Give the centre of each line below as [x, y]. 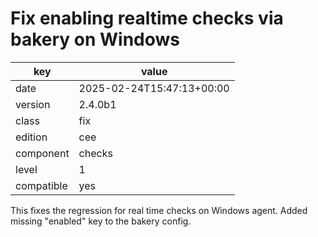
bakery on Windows [95, 39]
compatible [41, 185]
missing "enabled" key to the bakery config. [101, 221]
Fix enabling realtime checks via [147, 18]
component [42, 153]
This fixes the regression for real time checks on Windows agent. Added [159, 210]
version [33, 104]
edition [31, 137]
